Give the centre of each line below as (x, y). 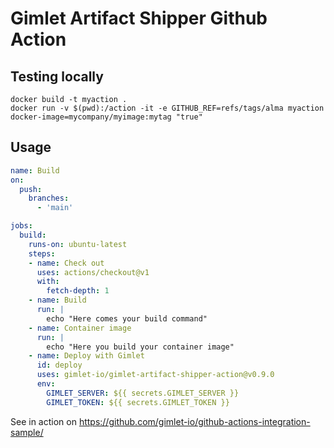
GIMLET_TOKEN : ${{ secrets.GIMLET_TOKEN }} (138, 402)
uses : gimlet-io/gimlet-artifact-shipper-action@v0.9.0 (155, 375)
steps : (42, 253)
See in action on (43, 421)
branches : (49, 198)
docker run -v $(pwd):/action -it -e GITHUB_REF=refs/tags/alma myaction (167, 108)
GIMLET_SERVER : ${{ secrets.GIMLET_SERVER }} (143, 393)
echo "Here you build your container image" (140, 347)
